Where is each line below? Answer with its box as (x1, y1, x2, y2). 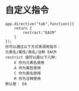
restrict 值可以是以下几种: (5, 54, 57, 60)
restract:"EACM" (23, 30, 57, 35)
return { (14, 25, 32, 30)
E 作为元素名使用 (14, 60, 45, 65)
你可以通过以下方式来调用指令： (5, 44, 61, 49)
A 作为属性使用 (14, 65, 41, 70)
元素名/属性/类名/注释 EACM (5, 49, 57, 54)
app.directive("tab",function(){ (5, 21, 75, 26)
